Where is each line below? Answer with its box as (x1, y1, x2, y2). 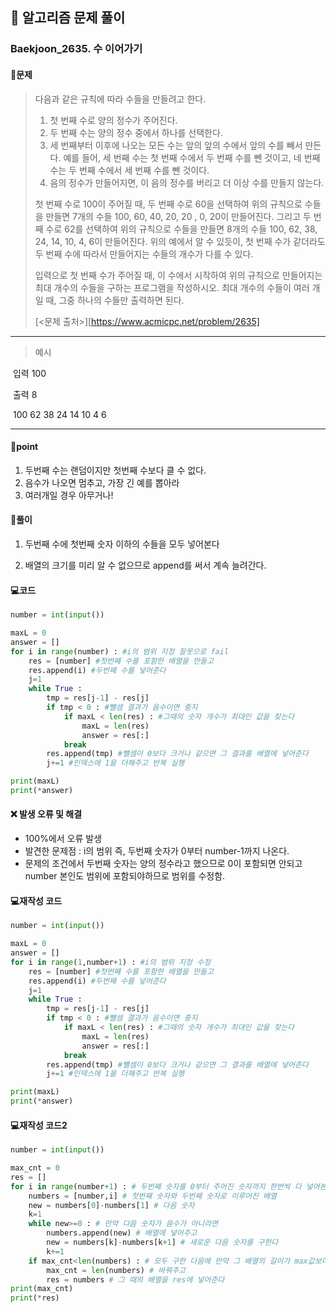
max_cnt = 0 (10, 1163, 60, 1173)
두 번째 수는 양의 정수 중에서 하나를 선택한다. (49, 126, 223, 138)
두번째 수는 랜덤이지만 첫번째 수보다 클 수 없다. (24, 464, 207, 476)
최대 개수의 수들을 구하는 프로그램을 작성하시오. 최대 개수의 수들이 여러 (34, 281, 310, 293)
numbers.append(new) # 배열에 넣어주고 (46, 1228, 198, 1238)
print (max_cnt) (10, 1284, 74, 1294)
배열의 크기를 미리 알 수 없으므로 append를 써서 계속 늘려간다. (24, 559, 267, 571)
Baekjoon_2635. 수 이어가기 (10, 42, 143, 56)
